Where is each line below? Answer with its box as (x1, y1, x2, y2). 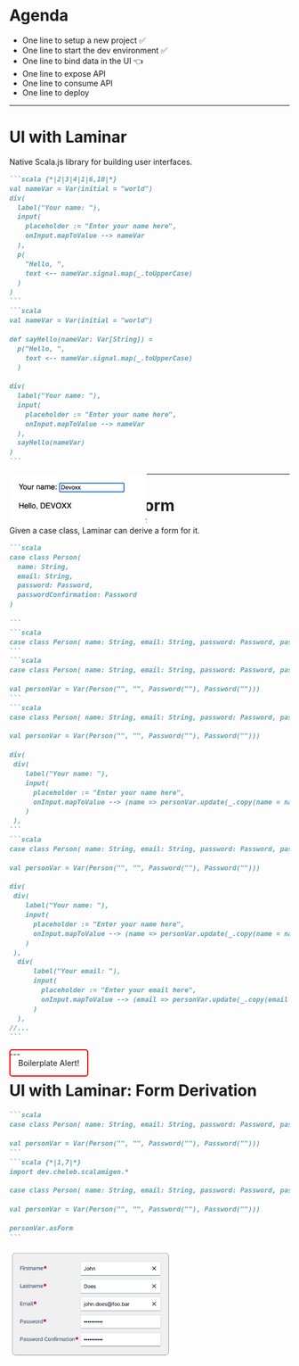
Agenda (9, 5, 69, 26)
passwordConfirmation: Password (17, 591, 138, 600)
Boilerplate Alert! (18, 1058, 80, 1069)
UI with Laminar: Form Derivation (9, 1080, 257, 1100)
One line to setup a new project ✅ (21, 35, 147, 46)
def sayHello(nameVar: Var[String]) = (9, 335, 153, 344)
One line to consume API (21, 78, 113, 88)
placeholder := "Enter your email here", (41, 986, 198, 995)
